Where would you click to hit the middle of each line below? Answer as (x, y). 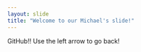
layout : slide (28, 14)
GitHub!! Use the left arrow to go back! (64, 41)
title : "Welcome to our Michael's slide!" (71, 21)
